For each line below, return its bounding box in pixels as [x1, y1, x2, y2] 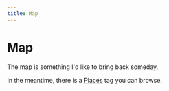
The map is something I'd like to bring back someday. [7, 63, 159, 71]
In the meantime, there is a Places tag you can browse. [7, 76, 163, 84]
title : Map [7, 10, 38, 17]
